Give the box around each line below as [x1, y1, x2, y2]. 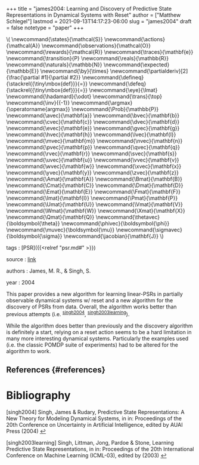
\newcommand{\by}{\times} [40, 68, 109, 74]
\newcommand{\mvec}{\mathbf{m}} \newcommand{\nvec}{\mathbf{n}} [6, 137, 183, 144]
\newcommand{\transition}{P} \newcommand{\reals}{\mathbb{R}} [6, 55, 169, 62]
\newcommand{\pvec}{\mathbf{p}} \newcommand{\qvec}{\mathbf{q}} [6, 143, 181, 151]
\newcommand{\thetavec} [95, 213, 160, 221]
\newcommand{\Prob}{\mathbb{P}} [71, 106, 159, 112]
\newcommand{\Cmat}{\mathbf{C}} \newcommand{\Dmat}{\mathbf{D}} [6, 182, 184, 189]
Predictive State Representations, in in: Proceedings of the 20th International [6, 445, 194, 452]
